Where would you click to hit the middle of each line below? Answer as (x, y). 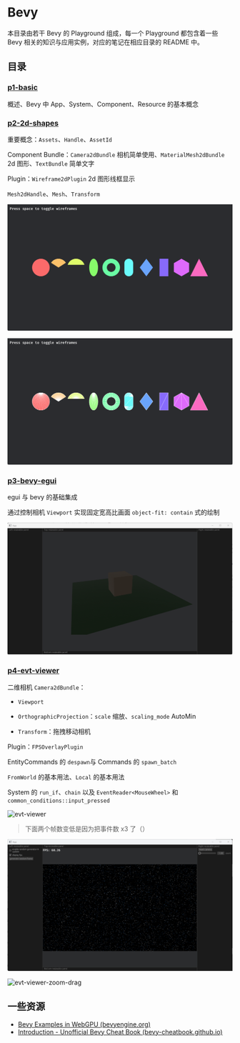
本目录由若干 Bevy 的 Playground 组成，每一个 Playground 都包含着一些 (113, 33)
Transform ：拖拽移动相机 (54, 731)
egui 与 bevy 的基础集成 (42, 497)
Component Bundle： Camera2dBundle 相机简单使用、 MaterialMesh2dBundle (116, 154)
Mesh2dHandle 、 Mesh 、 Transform (54, 194)
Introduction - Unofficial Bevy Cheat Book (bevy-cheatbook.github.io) (120, 1032)
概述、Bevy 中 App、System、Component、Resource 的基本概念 (103, 104)
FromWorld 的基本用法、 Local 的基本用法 (66, 777)
